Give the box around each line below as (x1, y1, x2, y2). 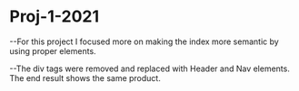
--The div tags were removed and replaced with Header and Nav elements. (9, 63, 291, 74)
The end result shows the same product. (9, 72, 161, 83)
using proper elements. (9, 45, 97, 56)
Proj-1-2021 (9, 6, 100, 27)
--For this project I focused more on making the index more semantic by (9, 36, 279, 47)
